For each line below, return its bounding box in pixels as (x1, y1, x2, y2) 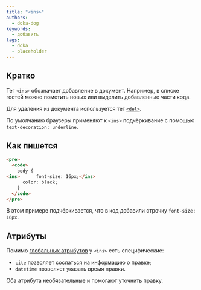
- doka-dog (11, 20, 39, 26)
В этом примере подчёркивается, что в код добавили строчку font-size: (6, 207, 196, 214)
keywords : (6, 25, 31, 32)
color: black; (22, 179, 59, 185)
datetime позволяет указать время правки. (14, 265, 126, 272)
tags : (6, 37, 20, 43)
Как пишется (6, 140, 58, 151)
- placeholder (11, 48, 47, 54)
